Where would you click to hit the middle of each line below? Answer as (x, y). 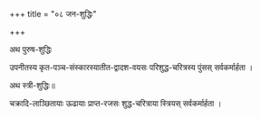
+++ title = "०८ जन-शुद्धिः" (53, 14)
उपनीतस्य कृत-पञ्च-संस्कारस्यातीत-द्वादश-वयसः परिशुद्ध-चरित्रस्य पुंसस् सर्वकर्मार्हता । (131, 67)
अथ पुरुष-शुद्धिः (31, 49)
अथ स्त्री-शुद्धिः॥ (33, 85)
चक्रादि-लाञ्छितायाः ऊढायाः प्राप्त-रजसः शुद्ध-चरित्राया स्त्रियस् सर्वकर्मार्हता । (116, 103)
